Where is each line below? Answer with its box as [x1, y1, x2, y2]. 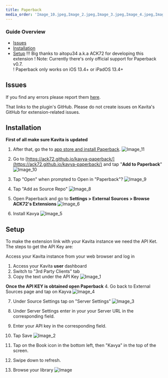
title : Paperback [5, 7, 42, 12]
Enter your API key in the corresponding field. [12, 323, 107, 329]
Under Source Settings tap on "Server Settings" [12, 298, 111, 305]
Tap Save [12, 333, 32, 339]
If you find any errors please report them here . [5, 94, 101, 100]
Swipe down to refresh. [12, 358, 61, 364]
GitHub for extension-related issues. [5, 109, 80, 115]
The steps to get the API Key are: [5, 244, 74, 250]
